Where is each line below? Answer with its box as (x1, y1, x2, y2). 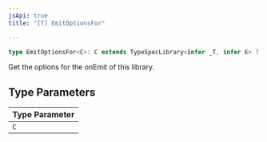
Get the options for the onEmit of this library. (8, 62, 154, 72)
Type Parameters (8, 85, 96, 99)
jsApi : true (8, 11, 48, 20)
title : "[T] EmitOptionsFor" (8, 19, 106, 27)
